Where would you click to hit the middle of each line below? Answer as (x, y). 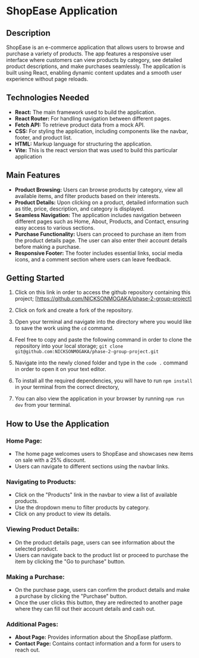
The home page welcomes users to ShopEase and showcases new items (104, 454)
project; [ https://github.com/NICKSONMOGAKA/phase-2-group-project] (103, 299)
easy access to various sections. (55, 227)
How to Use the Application (58, 424)
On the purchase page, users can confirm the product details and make (102, 590)
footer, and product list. (43, 137)
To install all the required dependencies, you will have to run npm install (104, 381)
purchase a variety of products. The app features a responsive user (89, 54)
